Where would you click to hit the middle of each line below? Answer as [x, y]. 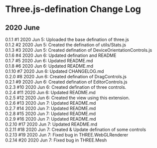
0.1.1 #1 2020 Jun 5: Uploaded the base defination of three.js [67, 39]
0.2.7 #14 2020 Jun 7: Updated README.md [51, 108]
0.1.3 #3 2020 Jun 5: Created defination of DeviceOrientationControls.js [79, 50]
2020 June [22, 28]
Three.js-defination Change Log [73, 9]
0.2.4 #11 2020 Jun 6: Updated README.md [50, 92]
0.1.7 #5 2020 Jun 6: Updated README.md [49, 61]
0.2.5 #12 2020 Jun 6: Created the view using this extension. [68, 98]
